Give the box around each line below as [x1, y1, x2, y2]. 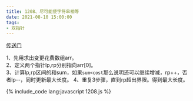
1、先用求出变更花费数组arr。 [6, 54, 78, 62]
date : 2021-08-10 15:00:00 [6, 14, 72, 20]
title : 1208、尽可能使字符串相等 [6, 8, 79, 15]
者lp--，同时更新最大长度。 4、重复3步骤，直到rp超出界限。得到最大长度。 [6, 76, 188, 83]
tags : [6, 19, 19, 25]
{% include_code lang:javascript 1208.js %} [6, 88, 112, 95]
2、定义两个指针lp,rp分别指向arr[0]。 [6, 62, 96, 69]
